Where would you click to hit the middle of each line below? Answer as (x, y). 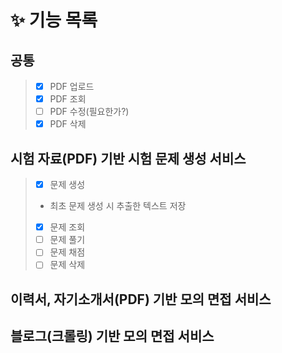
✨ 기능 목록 (54, 20)
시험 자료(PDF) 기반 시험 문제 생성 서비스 (128, 158)
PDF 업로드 (72, 86)
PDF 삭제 (68, 124)
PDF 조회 (68, 99)
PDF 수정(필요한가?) (89, 112)
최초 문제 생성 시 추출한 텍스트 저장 (118, 206)
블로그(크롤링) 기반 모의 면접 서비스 (112, 336)
